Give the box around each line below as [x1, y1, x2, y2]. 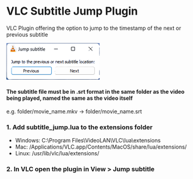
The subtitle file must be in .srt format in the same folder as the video [6, 88, 184, 95]
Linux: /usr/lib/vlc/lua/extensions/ [15, 150, 99, 157]
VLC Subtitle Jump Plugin [6, 4, 138, 18]
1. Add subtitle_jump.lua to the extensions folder [6, 123, 153, 132]
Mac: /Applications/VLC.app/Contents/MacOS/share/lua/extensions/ [15, 143, 187, 150]
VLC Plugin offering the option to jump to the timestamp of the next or [6, 24, 181, 32]
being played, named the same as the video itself [6, 94, 133, 102]
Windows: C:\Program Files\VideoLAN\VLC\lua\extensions [15, 137, 161, 144]
